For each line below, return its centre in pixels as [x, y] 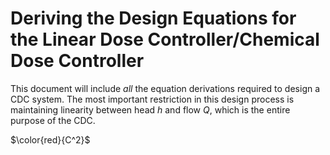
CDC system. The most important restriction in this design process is [152, 99]
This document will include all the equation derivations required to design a [165, 88]
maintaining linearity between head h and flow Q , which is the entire [150, 109]
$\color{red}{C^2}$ [50, 139]
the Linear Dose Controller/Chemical [165, 39]
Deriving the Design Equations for [153, 18]
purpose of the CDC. [53, 120]
